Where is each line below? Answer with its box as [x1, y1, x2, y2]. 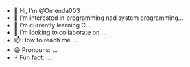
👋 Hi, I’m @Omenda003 [13, 7, 80, 14]
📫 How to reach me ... [13, 36, 78, 44]
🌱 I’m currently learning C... [13, 21, 91, 29]
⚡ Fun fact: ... [13, 53, 51, 62]
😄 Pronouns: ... [13, 46, 58, 54]
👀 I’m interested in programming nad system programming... [13, 14, 184, 22]
